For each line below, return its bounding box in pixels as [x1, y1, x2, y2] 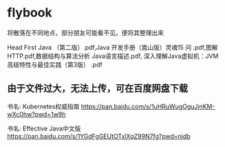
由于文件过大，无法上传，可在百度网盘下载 [7, 83, 188, 95]
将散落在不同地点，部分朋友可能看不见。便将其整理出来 [7, 28, 164, 37]
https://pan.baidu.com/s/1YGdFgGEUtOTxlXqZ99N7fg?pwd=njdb [7, 132, 191, 140]
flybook [7, 5, 53, 21]
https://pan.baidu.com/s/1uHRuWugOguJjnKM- [81, 102, 215, 110]
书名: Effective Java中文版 [7, 124, 81, 133]
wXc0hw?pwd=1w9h [7, 110, 66, 118]
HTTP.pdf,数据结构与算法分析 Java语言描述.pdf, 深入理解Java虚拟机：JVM [7, 52, 219, 60]
